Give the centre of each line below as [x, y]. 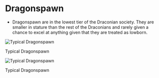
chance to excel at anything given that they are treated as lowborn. [80, 32]
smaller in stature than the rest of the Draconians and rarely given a [80, 27]
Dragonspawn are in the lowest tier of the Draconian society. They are [83, 22]
